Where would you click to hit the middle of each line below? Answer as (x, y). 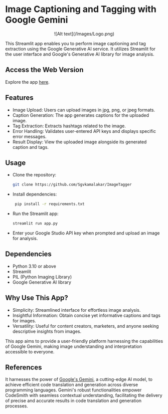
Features (19, 98)
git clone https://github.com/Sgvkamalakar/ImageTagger (72, 185)
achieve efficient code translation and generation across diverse (72, 385)
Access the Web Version (44, 70)
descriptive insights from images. (47, 331)
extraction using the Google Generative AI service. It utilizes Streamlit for (80, 49)
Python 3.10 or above (34, 266)
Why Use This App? (37, 298)
